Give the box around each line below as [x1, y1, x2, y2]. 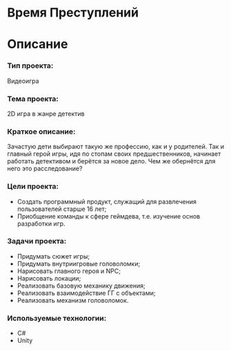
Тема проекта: [7, 94, 59, 103]
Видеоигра [7, 77, 39, 85]
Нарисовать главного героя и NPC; [17, 267, 121, 275]
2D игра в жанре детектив [7, 109, 85, 118]
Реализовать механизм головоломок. [17, 296, 129, 304]
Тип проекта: [7, 61, 54, 70]
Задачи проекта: [7, 237, 67, 246]
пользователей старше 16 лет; [17, 205, 107, 213]
